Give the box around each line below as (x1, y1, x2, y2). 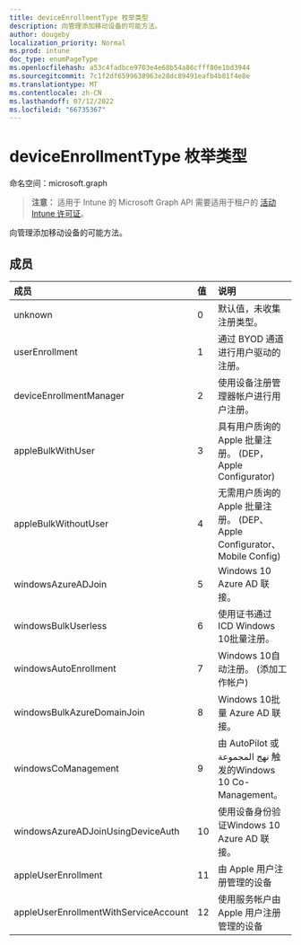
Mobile (218, 550, 247, 562)
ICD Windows (218, 620, 276, 631)
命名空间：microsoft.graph (9, 178, 107, 189)
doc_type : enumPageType (9, 55, 99, 64)
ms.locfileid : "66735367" (9, 105, 106, 114)
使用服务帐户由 (218, 893, 281, 905)
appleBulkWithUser (13, 445, 96, 456)
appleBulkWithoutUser (13, 517, 109, 530)
